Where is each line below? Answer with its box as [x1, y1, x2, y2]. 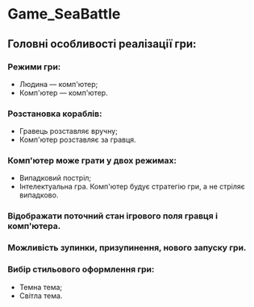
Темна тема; [19, 282, 63, 292]
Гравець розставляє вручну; [19, 127, 119, 136]
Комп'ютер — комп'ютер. [19, 88, 108, 97]
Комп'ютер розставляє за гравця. [19, 135, 136, 145]
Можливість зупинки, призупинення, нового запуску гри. [7, 243, 247, 254]
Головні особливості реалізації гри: [7, 37, 197, 51]
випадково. [19, 190, 59, 200]
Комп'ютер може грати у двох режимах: [7, 155, 177, 166]
